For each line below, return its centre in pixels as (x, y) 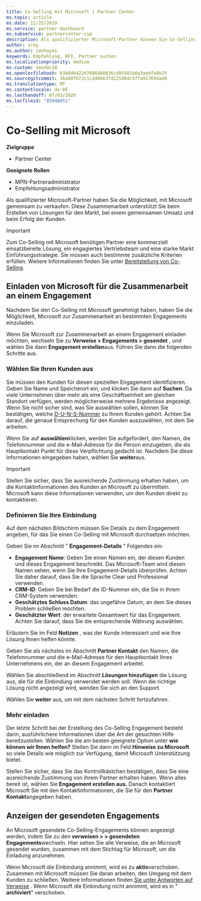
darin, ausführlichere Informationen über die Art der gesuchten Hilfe (90, 735)
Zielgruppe (20, 147)
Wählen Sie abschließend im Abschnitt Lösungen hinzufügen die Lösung (97, 675)
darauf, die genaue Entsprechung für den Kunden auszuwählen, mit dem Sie (100, 420)
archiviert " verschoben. (36, 893)
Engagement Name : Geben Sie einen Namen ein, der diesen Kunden (100, 557)
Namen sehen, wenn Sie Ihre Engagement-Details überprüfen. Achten (101, 570)
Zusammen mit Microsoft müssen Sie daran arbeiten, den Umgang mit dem (99, 873)
